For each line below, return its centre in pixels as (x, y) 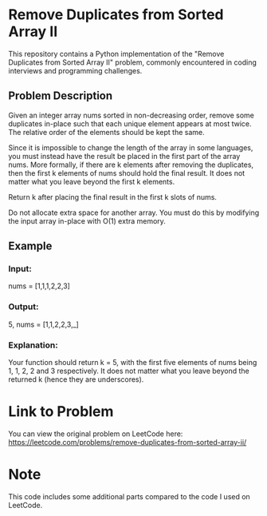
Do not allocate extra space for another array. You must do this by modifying (134, 212)
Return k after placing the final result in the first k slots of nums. (113, 196)
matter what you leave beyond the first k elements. (92, 181)
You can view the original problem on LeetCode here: (96, 434)
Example (30, 246)
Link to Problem (61, 412)
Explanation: (33, 345)
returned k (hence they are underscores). (76, 379)
